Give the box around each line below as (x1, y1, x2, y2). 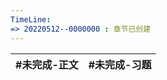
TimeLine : (10, 14, 52, 25)
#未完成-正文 (15, 57, 79, 71)
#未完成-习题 (88, 57, 152, 71)
